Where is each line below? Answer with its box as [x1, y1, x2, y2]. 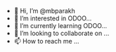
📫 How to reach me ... [13, 37, 79, 45]
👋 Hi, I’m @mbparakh [13, 7, 76, 15]
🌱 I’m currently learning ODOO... [13, 22, 108, 30]
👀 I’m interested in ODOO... [13, 14, 92, 22]
